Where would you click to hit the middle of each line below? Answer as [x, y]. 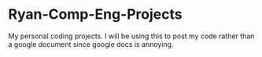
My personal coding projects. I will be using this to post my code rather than [131, 36]
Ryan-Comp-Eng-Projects [95, 14]
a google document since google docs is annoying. [91, 44]
